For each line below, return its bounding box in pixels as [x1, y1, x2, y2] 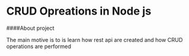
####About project [6, 24, 55, 32]
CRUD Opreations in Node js [6, 4, 152, 18]
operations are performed [6, 43, 72, 50]
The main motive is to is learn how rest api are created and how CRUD [6, 36, 183, 43]
